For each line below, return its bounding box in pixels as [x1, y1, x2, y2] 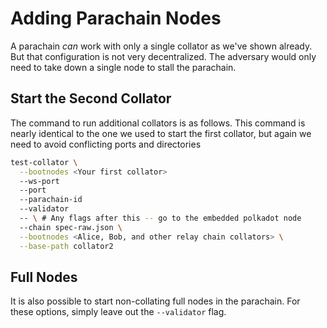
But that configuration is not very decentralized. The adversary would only [10, 50, 317, 62]
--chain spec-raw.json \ [19, 222, 123, 232]
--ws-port [19, 176, 60, 186]
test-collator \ [10, 157, 78, 167]
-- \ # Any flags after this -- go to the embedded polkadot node [19, 213, 302, 223]
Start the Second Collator [10, 90, 172, 107]
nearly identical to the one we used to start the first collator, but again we [10, 127, 312, 139]
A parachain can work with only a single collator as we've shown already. [10, 40, 313, 52]
